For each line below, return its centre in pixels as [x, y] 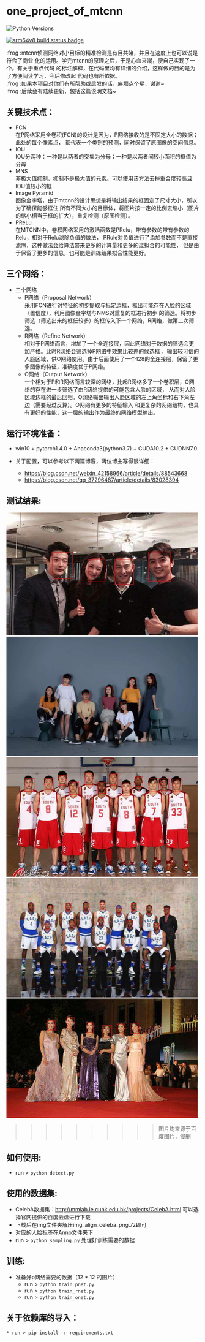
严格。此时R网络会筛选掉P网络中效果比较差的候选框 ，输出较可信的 [114, 351]
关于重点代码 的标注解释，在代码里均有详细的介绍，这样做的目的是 [106, 68]
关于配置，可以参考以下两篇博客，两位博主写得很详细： [85, 461]
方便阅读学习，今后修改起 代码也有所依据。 [66, 75]
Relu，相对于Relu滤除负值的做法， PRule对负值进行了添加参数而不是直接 [106, 237]
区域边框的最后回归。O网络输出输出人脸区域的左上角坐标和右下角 [107, 397]
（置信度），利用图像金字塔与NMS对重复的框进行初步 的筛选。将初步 [110, 313]
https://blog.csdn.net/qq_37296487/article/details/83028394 [102, 480]
